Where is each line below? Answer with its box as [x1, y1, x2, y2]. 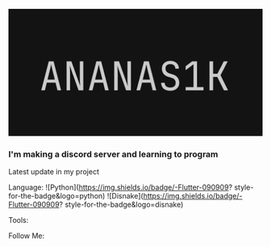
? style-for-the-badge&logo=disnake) [59, 199, 184, 210]
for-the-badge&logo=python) [8, 191, 106, 201]
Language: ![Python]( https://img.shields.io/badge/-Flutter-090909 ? [8, 182, 232, 192]
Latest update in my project [8, 167, 99, 177]
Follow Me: [8, 231, 45, 241]
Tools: [8, 216, 29, 225]
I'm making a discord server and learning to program [8, 149, 219, 160]
